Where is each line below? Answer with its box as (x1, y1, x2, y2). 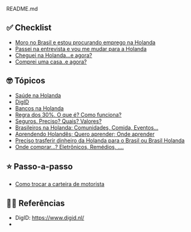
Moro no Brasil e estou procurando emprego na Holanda (15, 39, 156, 46)
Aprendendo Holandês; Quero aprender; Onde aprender (15, 130, 155, 138)
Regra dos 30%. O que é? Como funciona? (15, 111, 122, 118)
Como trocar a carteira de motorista (15, 181, 105, 188)
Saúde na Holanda (15, 91, 62, 99)
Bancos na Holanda (15, 104, 64, 111)
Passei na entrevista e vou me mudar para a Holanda (15, 45, 147, 52)
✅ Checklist (6, 22, 52, 33)
